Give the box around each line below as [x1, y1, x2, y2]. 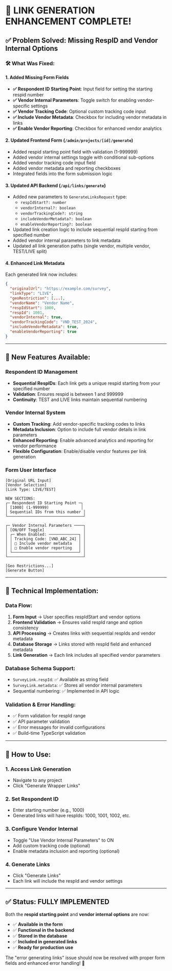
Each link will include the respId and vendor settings [12, 878, 123, 884]
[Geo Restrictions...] [5, 563, 54, 569]
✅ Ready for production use [12, 944, 73, 950]
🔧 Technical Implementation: [5, 586, 99, 595]
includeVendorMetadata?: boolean [20, 217, 92, 222]
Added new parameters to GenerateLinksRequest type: [12, 194, 127, 200]
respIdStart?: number [20, 200, 67, 205]
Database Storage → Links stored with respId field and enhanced [12, 641, 152, 647]
